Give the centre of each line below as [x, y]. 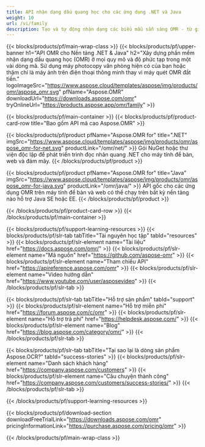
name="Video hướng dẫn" [61, 275]
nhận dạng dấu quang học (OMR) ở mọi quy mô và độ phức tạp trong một [99, 59]
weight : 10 [20, 18]
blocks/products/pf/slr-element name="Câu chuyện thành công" [88, 376]
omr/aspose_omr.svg [33, 92]
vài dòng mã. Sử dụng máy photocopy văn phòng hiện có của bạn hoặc [96, 66]
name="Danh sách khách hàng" [68, 363]
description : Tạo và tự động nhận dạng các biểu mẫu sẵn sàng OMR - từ [99, 29]
